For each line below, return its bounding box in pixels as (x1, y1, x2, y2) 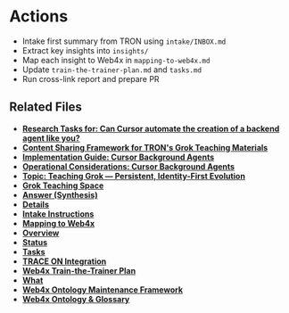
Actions (9, 6, 69, 27)
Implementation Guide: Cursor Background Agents (21, 152, 215, 162)
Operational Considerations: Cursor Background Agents (21, 161, 235, 171)
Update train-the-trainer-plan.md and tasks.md (21, 64, 202, 75)
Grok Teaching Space (21, 180, 104, 191)
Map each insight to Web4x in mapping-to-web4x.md (21, 54, 211, 65)
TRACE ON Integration (21, 256, 107, 267)
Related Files (9, 100, 83, 115)
